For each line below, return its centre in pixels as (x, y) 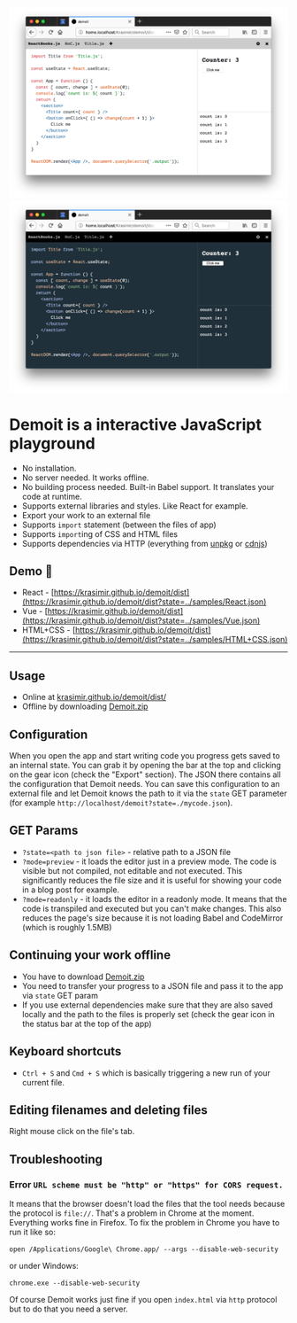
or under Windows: (44, 1266)
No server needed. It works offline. (85, 478)
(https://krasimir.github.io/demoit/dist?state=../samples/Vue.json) (141, 621)
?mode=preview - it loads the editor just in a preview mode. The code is (149, 861)
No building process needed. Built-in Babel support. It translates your (148, 486)
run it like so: (32, 1232)
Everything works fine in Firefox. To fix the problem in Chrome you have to (145, 1222)
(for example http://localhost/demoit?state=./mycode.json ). (121, 803)
